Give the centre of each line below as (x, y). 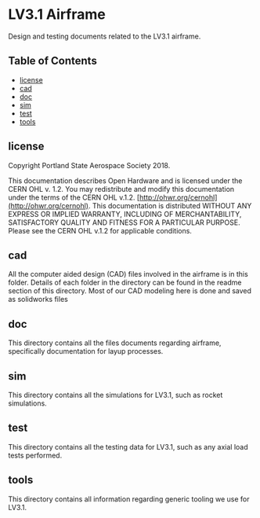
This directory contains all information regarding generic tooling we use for (129, 499)
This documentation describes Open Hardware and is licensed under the (125, 180)
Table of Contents (53, 61)
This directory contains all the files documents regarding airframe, (115, 343)
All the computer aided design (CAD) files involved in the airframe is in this (128, 274)
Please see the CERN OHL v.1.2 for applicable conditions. (100, 230)
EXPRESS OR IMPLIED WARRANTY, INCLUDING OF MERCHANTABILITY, (125, 214)
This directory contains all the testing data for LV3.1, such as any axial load (128, 446)
